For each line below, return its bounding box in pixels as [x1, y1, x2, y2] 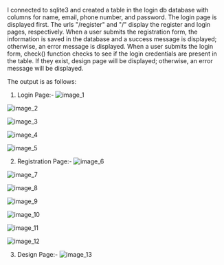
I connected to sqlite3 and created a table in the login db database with [7, 6, 209, 14]
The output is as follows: [7, 78, 77, 85]
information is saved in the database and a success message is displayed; [7, 35, 217, 43]
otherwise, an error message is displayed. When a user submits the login [7, 43, 214, 50]
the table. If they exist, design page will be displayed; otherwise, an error [7, 57, 213, 65]
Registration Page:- [16, 157, 72, 165]
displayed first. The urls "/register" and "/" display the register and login [7, 21, 211, 28]
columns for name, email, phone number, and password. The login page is [7, 13, 217, 21]
